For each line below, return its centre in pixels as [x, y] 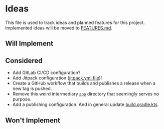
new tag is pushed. [32, 88]
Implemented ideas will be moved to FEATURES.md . [59, 27]
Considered [24, 60]
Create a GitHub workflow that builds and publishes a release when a [84, 83]
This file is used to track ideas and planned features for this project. [75, 22]
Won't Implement [33, 120]
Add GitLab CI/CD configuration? [46, 72]
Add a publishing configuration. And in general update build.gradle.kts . [86, 104]
